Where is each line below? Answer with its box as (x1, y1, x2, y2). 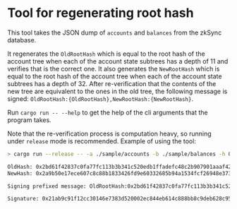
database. (7, 35, 37, 44)
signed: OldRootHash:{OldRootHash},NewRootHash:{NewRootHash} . (7, 94, 194, 103)
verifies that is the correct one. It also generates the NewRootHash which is (7, 64, 220, 73)
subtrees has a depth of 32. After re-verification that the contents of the (7, 79, 217, 88)
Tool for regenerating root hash (7, 5, 194, 21)
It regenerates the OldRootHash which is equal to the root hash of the (7, 49, 206, 58)
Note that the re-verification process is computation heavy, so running (7, 129, 212, 138)
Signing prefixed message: (7, 182, 87, 190)
